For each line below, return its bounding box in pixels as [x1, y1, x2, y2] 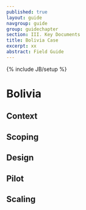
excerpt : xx [6, 43, 37, 49]
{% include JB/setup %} [6, 65, 67, 73]
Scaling [6, 194, 36, 205]
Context [6, 111, 38, 121]
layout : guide [6, 15, 43, 21]
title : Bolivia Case [6, 37, 59, 43]
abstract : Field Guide [6, 49, 64, 55]
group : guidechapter [6, 26, 59, 32]
